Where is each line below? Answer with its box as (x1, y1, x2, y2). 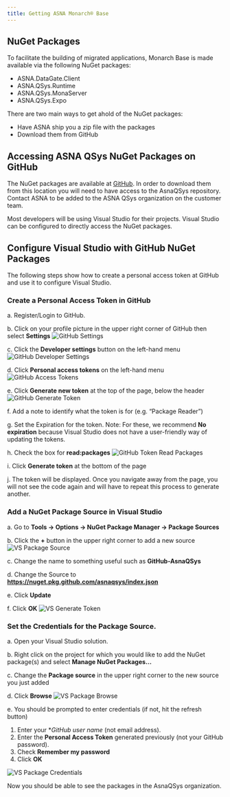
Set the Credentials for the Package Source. (7, 621, 157, 631)
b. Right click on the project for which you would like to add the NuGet (7, 650, 205, 659)
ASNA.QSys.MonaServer (16, 89, 87, 97)
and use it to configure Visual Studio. (7, 278, 112, 287)
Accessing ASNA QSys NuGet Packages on (7, 150, 196, 162)
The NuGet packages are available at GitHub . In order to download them (7, 180, 211, 188)
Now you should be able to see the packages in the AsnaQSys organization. (7, 781, 222, 789)
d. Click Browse (7, 692, 53, 700)
